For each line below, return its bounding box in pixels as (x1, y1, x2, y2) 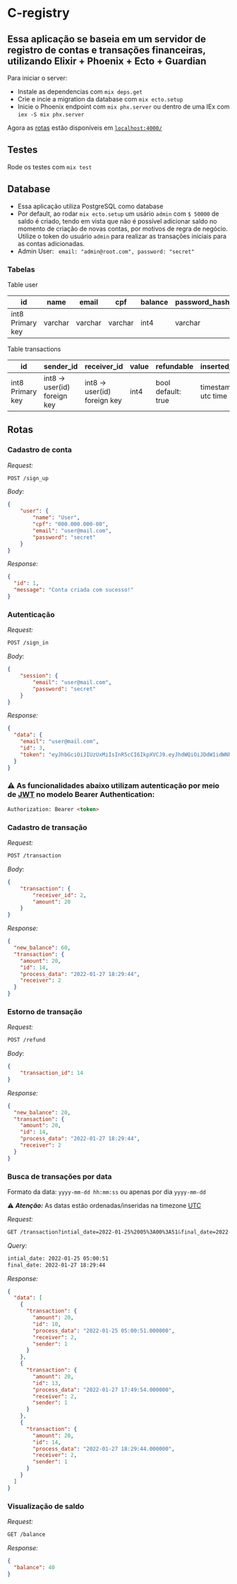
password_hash (175, 297, 230, 307)
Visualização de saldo (7, 1501, 85, 1511)
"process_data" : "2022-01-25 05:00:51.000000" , (32, 1327, 175, 1334)
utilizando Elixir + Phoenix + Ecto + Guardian (7, 55, 207, 67)
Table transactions (7, 344, 61, 353)
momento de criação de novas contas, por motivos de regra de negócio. (17, 224, 228, 233)
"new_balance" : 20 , (13, 1109, 71, 1116)
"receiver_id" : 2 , (32, 891, 87, 898)
